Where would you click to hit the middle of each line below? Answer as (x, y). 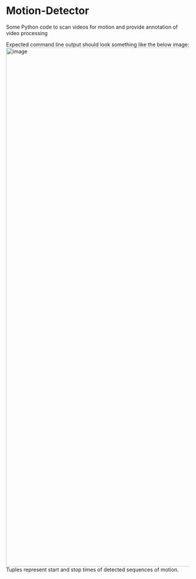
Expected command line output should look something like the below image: (98, 44)
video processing (27, 33)
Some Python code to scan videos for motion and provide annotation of (92, 27)
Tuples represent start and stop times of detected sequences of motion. (92, 569)
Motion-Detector (48, 11)
